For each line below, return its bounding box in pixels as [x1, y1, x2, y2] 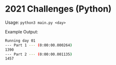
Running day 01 [5, 38, 36, 43]
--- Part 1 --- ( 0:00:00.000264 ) [5, 43, 72, 48]
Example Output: [5, 29, 39, 34]
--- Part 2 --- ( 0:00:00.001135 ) [5, 52, 72, 57]
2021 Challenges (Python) [5, 3, 112, 15]
